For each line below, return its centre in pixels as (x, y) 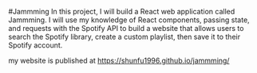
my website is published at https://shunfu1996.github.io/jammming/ (119, 60)
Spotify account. (36, 45)
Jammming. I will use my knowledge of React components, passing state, (129, 20)
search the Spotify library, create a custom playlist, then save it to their (125, 36)
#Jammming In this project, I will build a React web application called (122, 12)
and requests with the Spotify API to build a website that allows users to (126, 28)
